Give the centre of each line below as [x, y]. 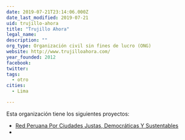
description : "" [27, 40]
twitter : [17, 68]
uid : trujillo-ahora [33, 23]
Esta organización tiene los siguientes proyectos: [68, 114]
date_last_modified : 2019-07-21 [47, 18]
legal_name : [21, 35]
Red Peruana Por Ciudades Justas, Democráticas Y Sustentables [97, 125]
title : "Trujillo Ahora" [38, 29]
